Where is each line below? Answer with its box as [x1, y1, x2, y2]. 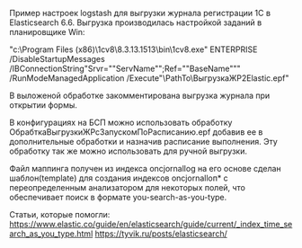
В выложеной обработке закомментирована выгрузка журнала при [9, 90, 271, 101]
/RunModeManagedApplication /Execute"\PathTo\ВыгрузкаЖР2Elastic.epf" [9, 73, 289, 84]
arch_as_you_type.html [9, 228, 93, 239]
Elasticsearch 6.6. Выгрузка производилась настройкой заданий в [9, 17, 262, 28]
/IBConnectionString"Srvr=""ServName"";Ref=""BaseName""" [9, 63, 241, 74]
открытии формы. [9, 100, 78, 111]
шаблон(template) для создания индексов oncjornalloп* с [9, 173, 229, 183]
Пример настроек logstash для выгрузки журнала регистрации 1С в [9, 8, 271, 18]
